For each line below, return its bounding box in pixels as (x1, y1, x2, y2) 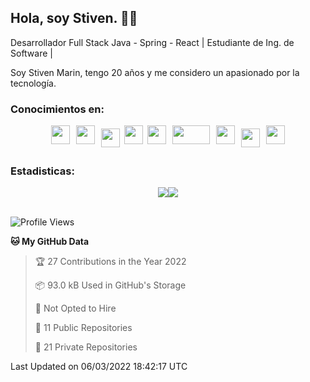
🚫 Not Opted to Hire (34, 302, 117, 315)
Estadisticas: (10, 164, 75, 178)
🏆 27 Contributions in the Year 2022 (34, 256, 187, 268)
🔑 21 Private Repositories (34, 341, 138, 353)
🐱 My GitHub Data (10, 236, 90, 248)
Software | (10, 47, 53, 59)
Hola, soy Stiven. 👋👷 (10, 10, 138, 27)
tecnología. (10, 77, 57, 89)
